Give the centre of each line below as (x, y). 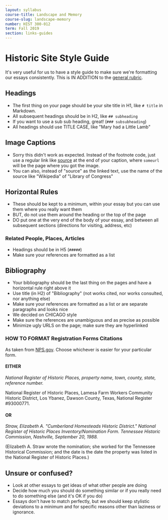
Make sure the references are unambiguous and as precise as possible (86, 320)
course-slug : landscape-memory (38, 19)
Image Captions (31, 143)
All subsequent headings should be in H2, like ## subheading (75, 116)
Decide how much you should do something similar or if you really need (87, 491)
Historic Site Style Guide (57, 58)
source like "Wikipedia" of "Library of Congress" (63, 176)
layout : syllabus (23, 10)
